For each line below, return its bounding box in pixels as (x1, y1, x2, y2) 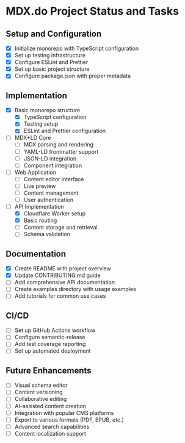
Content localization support (14, 430, 87, 437)
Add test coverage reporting (14, 340, 86, 348)
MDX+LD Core (14, 134, 51, 142)
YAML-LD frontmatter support (23, 148, 99, 155)
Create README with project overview (14, 265, 111, 272)
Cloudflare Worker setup (23, 210, 86, 217)
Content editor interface (23, 175, 84, 182)
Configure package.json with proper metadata (14, 72, 131, 80)
